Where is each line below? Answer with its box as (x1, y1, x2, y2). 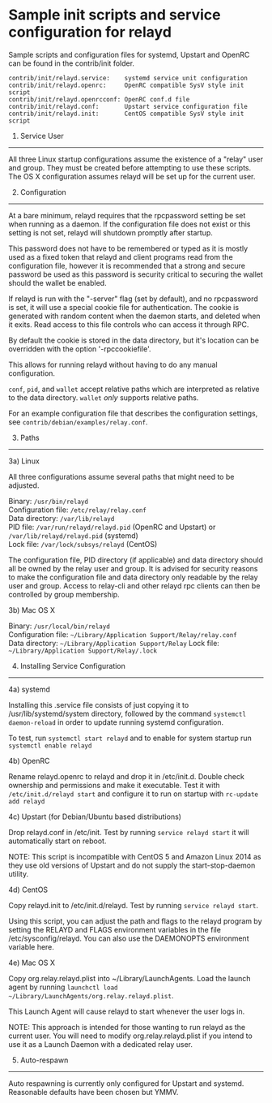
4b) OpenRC (8, 756, 50, 765)
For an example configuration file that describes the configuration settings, (8, 408, 258, 418)
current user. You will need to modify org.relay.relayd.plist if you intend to (8, 1031, 253, 1041)
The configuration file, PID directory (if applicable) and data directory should (8, 554, 263, 565)
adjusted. (8, 480, 40, 490)
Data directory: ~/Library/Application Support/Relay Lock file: (8, 638, 220, 648)
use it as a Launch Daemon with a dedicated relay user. (8, 1039, 193, 1049)
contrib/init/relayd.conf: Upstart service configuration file (8, 102, 249, 110)
